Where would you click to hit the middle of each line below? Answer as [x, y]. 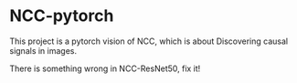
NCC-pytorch [62, 16]
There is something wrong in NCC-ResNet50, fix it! [105, 68]
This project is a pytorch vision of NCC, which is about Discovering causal [149, 41]
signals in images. [43, 50]
